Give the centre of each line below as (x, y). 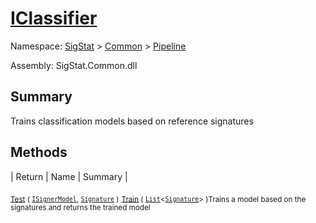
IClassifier (54, 18)
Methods (39, 152)
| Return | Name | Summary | (69, 176)
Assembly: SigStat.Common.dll (74, 65)
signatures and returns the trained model (80, 208)
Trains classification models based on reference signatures (132, 121)
